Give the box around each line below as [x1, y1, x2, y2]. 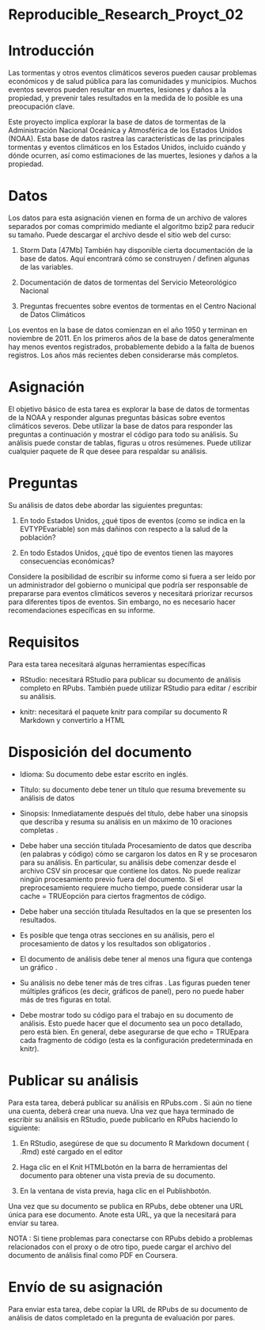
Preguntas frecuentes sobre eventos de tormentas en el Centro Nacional [19, 301, 257, 311]
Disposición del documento [8, 743, 192, 762]
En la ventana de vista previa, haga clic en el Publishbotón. [19, 1186, 212, 1195]
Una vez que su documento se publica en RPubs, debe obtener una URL [8, 1201, 244, 1210]
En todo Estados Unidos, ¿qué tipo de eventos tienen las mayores [19, 548, 233, 557]
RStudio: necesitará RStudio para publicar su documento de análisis [19, 675, 241, 684]
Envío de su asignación [8, 1278, 164, 1296]
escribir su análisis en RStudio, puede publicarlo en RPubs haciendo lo [8, 1114, 238, 1124]
